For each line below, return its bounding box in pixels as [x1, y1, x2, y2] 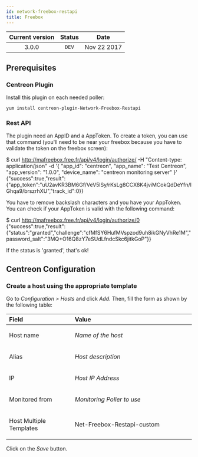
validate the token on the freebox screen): [6, 145, 108, 152]
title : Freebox [6, 14, 44, 20]
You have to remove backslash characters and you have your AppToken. [6, 199, 181, 206]
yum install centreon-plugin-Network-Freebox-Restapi [6, 106, 141, 111]
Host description [74, 353, 121, 361]
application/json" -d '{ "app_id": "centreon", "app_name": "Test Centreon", [6, 163, 187, 170]
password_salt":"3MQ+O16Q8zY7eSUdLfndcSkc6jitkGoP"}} [6, 235, 151, 242]
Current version [9, 33, 55, 41]
